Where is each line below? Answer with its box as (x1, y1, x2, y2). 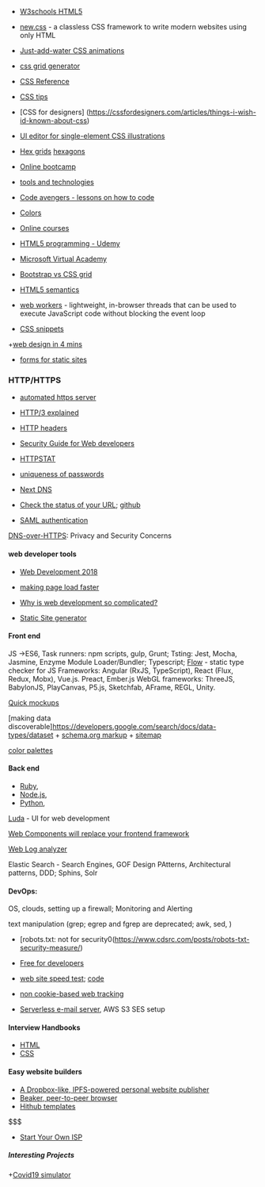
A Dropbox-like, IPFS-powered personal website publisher (19, 1085, 210, 1094)
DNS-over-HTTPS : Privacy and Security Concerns (8, 531, 172, 540)
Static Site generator (19, 613, 87, 622)
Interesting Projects (8, 1151, 75, 1160)
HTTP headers (19, 424, 67, 433)
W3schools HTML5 (19, 7, 83, 16)
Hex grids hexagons (19, 147, 85, 156)
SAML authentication (19, 516, 89, 525)
